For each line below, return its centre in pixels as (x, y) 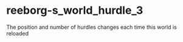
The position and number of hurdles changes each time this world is (92, 27)
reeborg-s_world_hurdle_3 (75, 10)
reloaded (18, 33)
